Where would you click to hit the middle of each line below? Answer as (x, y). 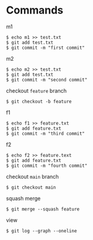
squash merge (23, 198)
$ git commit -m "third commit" (45, 133)
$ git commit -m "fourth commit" (47, 166)
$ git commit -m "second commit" (47, 80)
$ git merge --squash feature (43, 209)
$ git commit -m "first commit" (45, 48)
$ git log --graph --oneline (42, 231)
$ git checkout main (31, 187)
